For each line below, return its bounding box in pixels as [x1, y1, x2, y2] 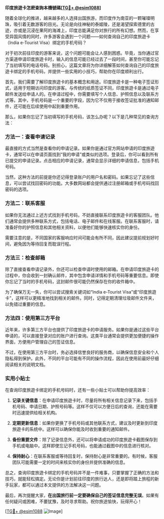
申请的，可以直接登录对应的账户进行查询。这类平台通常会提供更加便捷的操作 [5, 333, 159, 339]
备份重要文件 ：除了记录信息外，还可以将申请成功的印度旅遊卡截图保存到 [12, 437, 158, 443]
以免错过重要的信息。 [5, 301, 48, 307]
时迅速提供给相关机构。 [12, 410, 60, 416]
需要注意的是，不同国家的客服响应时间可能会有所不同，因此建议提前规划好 [5, 235, 155, 241]
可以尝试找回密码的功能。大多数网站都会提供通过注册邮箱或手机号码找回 [13, 180, 159, 186]
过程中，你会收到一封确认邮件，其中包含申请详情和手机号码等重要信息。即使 [5, 272, 159, 278]
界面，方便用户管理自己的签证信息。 [5, 339, 78, 345]
